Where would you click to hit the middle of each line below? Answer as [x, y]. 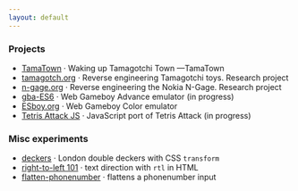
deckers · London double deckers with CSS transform [120, 158]
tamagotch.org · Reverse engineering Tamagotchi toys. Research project [155, 78]
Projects [27, 48]
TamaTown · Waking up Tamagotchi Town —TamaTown [123, 68]
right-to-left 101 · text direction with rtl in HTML [110, 168]
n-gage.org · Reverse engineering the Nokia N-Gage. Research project [152, 87]
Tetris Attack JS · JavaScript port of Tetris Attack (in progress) [136, 115]
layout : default [38, 17]
